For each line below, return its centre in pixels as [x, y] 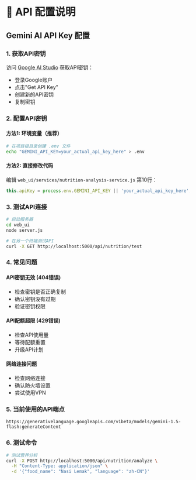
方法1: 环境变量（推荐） [34, 133]
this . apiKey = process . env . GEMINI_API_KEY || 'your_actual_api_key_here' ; [99, 191]
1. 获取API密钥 [26, 53]
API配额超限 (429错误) [33, 321]
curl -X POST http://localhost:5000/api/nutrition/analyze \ [82, 461]
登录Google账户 [34, 80]
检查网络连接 [30, 378]
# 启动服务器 [20, 220]
